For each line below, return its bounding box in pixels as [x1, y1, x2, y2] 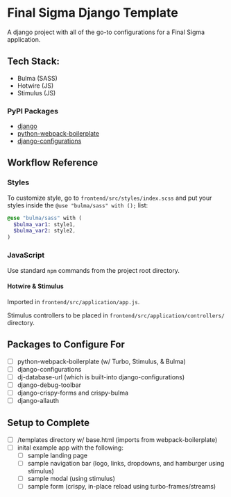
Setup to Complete [7, 417, 90, 429]
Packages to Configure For [7, 339, 125, 351]
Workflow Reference [7, 157, 99, 168]
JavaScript [7, 251, 45, 260]
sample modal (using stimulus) [27, 474, 116, 482]
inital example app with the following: [17, 443, 123, 452]
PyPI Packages [7, 106, 59, 116]
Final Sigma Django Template [7, 5, 178, 21]
